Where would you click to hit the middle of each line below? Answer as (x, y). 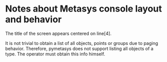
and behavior (34, 19)
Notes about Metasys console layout (84, 9)
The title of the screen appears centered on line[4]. (59, 33)
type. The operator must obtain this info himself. (55, 54)
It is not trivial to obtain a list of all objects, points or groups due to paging (82, 43)
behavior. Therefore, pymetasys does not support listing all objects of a (79, 48)
